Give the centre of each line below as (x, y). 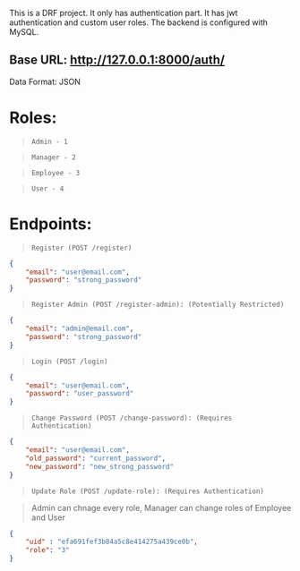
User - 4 (47, 188)
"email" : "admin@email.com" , (80, 329)
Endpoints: (51, 224)
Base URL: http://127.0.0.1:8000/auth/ (117, 60)
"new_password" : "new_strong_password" (100, 466)
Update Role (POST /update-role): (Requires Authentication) (148, 491)
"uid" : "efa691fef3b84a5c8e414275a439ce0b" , (112, 542)
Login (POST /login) (69, 362)
